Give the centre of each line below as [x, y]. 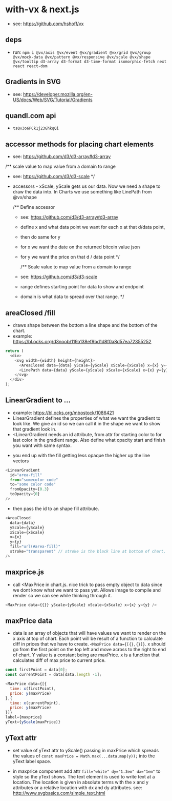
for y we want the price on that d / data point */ [70, 257]
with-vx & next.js [42, 9]
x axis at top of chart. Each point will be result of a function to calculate [88, 639]
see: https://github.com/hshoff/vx [48, 24]
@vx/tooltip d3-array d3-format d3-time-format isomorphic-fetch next [90, 62]
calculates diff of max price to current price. [59, 660]
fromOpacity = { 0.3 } [30, 489]
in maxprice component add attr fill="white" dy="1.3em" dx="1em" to [87, 771]
